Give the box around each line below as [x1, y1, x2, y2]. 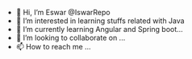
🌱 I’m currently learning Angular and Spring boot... [15, 25, 183, 33]
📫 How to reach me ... [15, 42, 91, 51]
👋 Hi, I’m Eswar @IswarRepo [15, 8, 111, 17]
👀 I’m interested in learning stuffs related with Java [15, 16, 185, 26]
